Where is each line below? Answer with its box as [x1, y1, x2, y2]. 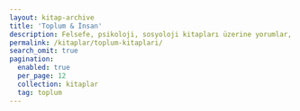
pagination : [9, 55, 54, 64]
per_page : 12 [17, 72, 67, 81]
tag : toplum [17, 88, 63, 97]
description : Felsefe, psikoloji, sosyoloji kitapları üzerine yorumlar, [9, 30, 293, 38]
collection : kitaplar [17, 80, 99, 89]
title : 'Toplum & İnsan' [9, 21, 103, 30]
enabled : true [17, 64, 70, 73]
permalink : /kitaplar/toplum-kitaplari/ [9, 38, 164, 47]
